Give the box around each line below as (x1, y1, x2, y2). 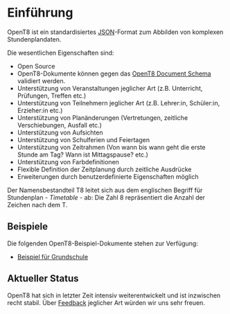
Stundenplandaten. (7, 35, 62, 43)
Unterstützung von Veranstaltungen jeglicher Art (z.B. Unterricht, (17, 84, 203, 92)
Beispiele (7, 220, 48, 233)
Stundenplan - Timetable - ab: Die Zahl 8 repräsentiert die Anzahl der (7, 193, 206, 202)
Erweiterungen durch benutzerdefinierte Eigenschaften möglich (17, 172, 199, 181)
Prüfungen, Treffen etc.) (17, 91, 87, 100)
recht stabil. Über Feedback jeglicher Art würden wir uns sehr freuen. (7, 298, 206, 306)
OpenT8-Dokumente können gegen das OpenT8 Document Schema (17, 69, 211, 78)
